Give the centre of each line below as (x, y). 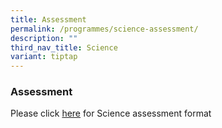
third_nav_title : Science (64, 47)
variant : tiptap (44, 57)
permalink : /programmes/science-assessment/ (104, 29)
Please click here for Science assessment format (111, 113)
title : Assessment (48, 19)
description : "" (44, 38)
